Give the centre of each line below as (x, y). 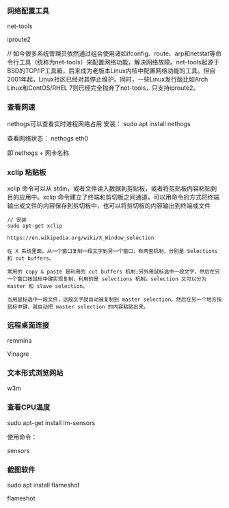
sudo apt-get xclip (35, 226)
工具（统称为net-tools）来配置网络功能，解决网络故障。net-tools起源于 (119, 62)
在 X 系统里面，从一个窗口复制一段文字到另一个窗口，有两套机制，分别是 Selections (112, 251)
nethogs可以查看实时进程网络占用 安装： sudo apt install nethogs (99, 123)
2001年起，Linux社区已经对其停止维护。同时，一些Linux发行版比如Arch (108, 80)
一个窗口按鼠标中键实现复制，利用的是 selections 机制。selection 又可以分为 (107, 279)
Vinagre (18, 354)
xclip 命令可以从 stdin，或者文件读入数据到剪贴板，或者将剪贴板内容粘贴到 (112, 188)
